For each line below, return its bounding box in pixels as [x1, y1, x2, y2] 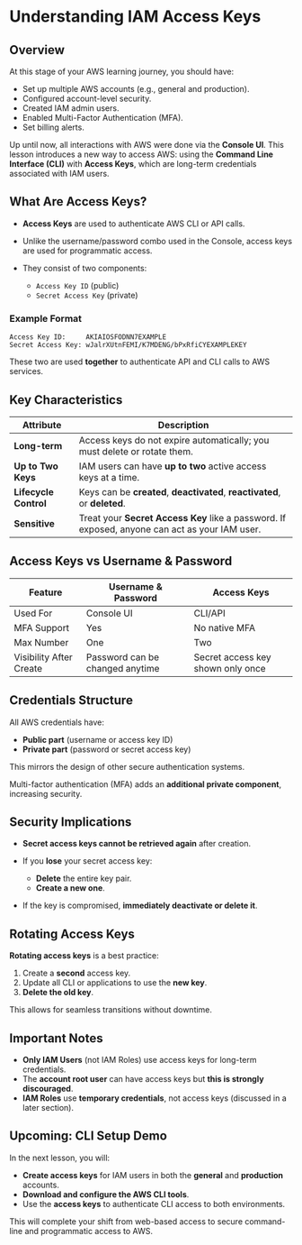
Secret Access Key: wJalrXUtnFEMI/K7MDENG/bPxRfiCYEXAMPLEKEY [9, 341, 247, 350]
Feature [28, 586, 63, 599]
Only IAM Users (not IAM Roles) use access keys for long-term [22, 1054, 257, 1065]
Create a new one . [35, 883, 105, 893]
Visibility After [13, 651, 74, 664]
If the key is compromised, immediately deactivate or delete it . [22, 900, 258, 911]
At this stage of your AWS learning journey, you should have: [9, 66, 235, 77]
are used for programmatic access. [22, 245, 153, 256]
